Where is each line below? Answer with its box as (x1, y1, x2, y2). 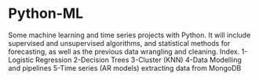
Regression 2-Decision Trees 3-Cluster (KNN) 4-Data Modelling (35, 55, 242, 64)
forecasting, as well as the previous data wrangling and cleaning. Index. (8, 47, 240, 56)
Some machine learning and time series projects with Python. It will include (8, 30, 251, 40)
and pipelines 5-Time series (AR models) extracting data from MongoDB (8, 63, 242, 72)
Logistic (8, 55, 34, 64)
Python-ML (8, 5, 84, 23)
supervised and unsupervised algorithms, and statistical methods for (8, 38, 231, 47)
